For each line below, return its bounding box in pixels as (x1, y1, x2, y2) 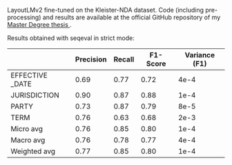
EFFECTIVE (10, 70, 48, 80)
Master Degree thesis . (7, 21, 72, 28)
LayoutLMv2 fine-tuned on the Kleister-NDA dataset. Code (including (7, 6, 204, 14)
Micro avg (10, 124, 43, 133)
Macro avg (10, 135, 46, 144)
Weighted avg (10, 146, 56, 156)
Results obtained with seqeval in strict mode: (7, 34, 135, 42)
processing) (7, 13, 41, 21)
